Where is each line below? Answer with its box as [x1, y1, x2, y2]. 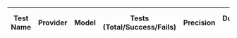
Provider [37, 18, 68, 27]
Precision [183, 18, 216, 27]
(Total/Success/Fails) [102, 23, 176, 32]
